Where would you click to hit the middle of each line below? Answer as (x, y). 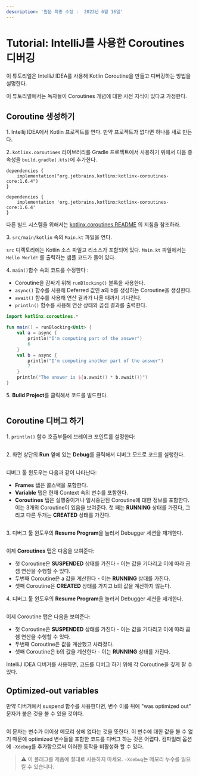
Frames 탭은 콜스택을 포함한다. (51, 485)
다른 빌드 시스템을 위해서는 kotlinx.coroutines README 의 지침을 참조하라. (94, 225)
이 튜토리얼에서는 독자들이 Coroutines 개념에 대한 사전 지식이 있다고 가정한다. (97, 96)
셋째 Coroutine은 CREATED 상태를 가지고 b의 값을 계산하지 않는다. (93, 585)
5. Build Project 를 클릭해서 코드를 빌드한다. (57, 395)
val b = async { (37, 355)
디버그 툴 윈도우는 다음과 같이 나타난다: (52, 472)
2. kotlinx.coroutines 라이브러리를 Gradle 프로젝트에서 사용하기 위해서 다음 (96, 152)
